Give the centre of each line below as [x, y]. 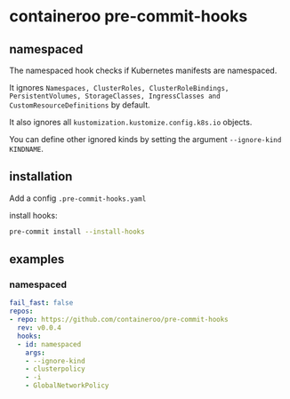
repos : [21, 311]
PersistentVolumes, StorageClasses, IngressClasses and [115, 96]
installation [41, 176]
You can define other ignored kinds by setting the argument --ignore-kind [145, 139]
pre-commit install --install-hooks [77, 231]
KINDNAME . [27, 149]
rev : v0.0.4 [40, 328]
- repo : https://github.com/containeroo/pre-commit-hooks [119, 320]
